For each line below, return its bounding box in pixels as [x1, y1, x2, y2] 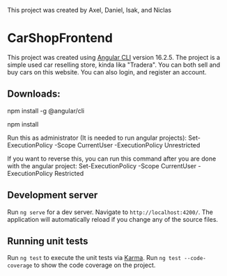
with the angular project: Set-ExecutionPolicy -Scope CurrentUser [7, 161, 197, 170]
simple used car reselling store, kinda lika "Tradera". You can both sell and [7, 60, 221, 69]
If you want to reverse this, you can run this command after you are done [7, 154, 217, 163]
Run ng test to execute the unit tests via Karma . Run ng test [7, 254, 182, 262]
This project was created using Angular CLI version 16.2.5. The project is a [7, 53, 221, 61]
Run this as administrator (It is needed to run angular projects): [7, 133, 187, 142]
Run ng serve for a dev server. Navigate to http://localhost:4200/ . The [7, 208, 214, 216]
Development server [7, 189, 98, 201]
